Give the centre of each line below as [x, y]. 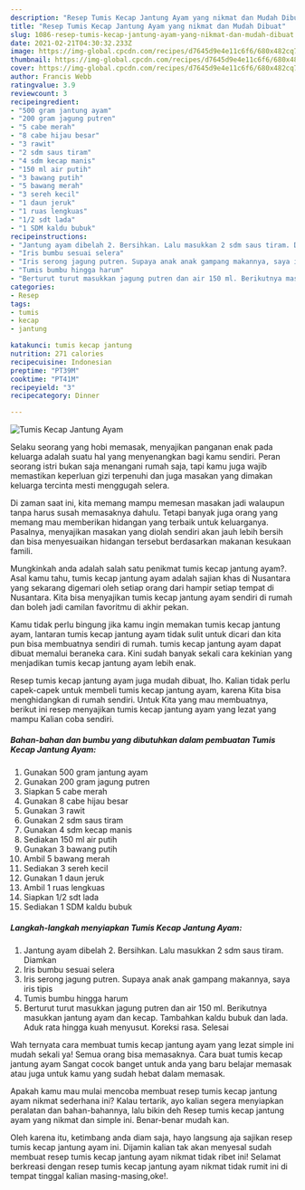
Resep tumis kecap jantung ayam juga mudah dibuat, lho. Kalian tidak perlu [150, 681]
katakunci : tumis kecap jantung [71, 346]
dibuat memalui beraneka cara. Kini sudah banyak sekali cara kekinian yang [152, 653]
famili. [22, 551]
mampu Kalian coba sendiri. [62, 719]
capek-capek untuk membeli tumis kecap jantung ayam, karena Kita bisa [146, 690]
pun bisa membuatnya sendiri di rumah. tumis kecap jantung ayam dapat [146, 644]
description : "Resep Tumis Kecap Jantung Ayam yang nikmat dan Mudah [144, 18]
